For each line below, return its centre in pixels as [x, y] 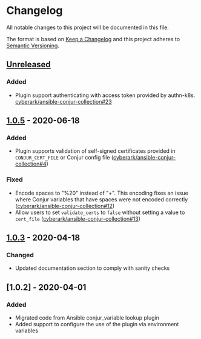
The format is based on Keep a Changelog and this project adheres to [93, 39]
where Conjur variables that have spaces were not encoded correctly [101, 199]
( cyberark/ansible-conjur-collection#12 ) [65, 206]
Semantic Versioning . [33, 45]
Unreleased [29, 65]
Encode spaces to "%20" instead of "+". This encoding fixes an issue [102, 193]
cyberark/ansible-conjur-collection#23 [63, 101]
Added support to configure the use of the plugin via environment [97, 324]
